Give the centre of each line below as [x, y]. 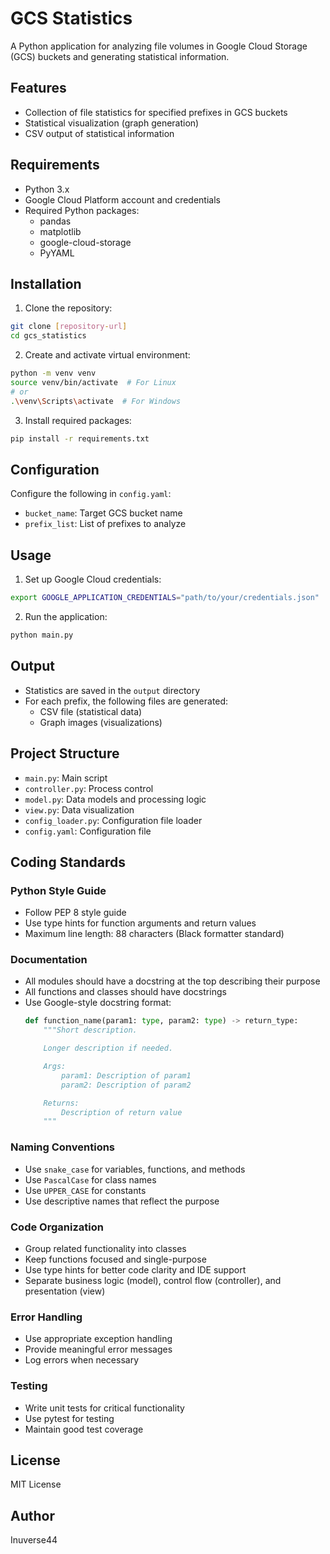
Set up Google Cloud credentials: [93, 579]
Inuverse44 [34, 1540]
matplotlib [60, 231]
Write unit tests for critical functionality [104, 1408]
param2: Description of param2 [126, 1085]
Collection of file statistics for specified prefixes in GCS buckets [156, 112]
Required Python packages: [82, 210]
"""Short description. [90, 1030]
